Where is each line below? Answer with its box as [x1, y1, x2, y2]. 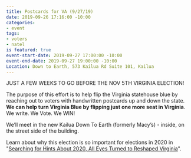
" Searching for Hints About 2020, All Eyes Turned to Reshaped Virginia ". [6, 145, 182, 152]
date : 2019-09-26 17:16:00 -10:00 [6, 14, 91, 20]
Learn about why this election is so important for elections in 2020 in [6, 139, 173, 146]
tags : [6, 31, 19, 37]
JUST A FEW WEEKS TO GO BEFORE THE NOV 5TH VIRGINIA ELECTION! [6, 80, 185, 87]
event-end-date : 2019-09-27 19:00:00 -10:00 [6, 58, 117, 64]
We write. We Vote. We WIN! [6, 110, 75, 117]
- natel [6, 42, 25, 48]
